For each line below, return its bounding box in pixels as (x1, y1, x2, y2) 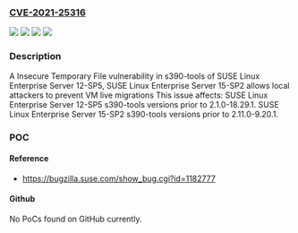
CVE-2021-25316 (9, 6, 87, 19)
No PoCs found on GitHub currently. (9, 213, 142, 224)
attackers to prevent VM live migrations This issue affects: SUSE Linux (9, 90, 268, 100)
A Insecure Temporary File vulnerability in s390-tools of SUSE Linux (9, 70, 260, 82)
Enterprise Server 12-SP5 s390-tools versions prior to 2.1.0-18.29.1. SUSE (9, 99, 279, 109)
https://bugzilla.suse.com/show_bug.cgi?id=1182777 (21, 173, 217, 184)
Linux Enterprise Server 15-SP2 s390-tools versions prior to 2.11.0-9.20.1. (9, 108, 279, 119)
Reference (9, 153, 49, 164)
